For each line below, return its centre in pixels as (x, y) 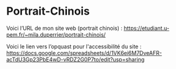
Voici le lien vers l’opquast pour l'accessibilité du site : (74, 46)
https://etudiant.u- (146, 28)
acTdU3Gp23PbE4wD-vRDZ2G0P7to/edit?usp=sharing (76, 59)
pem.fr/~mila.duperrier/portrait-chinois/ (56, 34)
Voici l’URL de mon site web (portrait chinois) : (65, 28)
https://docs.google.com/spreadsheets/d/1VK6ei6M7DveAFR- (84, 53)
